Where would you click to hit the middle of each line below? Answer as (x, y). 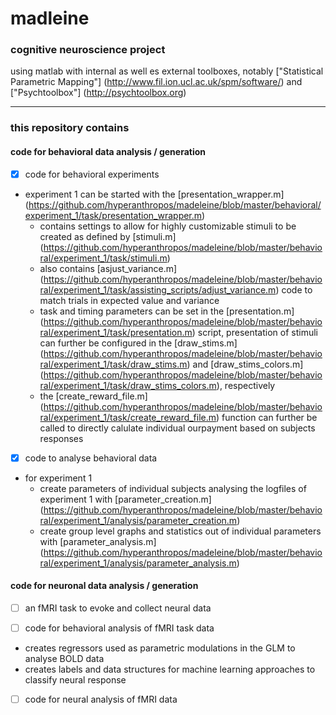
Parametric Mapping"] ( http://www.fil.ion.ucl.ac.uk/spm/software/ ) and (156, 82)
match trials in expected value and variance (129, 300)
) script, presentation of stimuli (254, 332)
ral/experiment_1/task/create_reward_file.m (128, 417)
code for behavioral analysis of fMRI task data (119, 628)
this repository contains (70, 128)
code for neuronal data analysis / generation (104, 586)
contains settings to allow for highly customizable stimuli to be (168, 226)
